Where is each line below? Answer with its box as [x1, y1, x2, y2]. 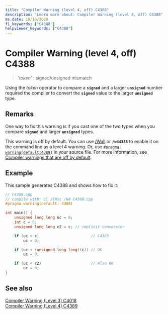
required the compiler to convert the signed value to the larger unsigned [5, 90, 153, 96]
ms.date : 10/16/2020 [5, 17, 49, 22]
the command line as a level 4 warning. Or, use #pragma [5, 144, 120, 150]
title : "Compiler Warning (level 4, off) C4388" [5, 7, 109, 13]
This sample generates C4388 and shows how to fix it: [5, 182, 119, 188]
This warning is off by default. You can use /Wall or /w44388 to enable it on [5, 138, 159, 144]
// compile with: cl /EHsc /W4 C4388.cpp [5, 196, 94, 201]
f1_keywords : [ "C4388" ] [5, 21, 55, 27]
